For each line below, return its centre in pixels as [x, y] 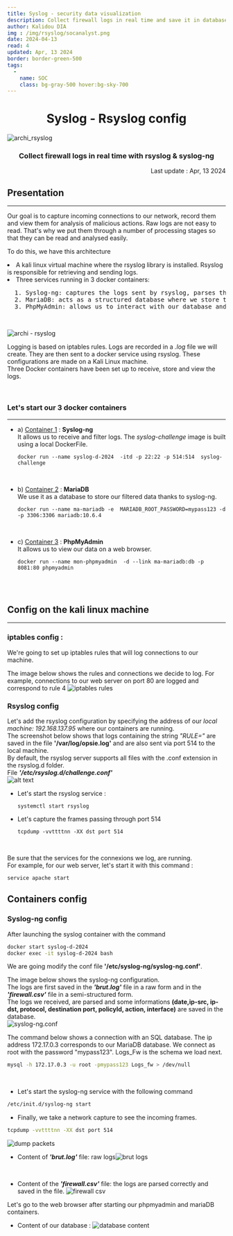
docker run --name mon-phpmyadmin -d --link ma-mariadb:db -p [111, 562]
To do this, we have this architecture [59, 252]
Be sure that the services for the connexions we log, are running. [100, 858]
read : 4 [18, 46]
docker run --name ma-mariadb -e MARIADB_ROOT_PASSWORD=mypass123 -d [121, 509]
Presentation [36, 192]
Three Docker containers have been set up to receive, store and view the [111, 369]
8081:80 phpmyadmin [45, 568]
